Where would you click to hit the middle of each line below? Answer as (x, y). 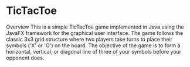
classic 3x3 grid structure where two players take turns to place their (89, 39)
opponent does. (25, 58)
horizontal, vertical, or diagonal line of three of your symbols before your (94, 51)
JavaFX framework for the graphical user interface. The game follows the (95, 33)
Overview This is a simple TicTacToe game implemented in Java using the (95, 27)
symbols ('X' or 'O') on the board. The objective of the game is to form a (93, 45)
